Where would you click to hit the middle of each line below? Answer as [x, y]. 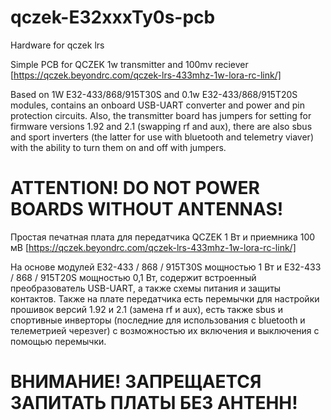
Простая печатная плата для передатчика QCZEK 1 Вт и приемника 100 [163, 237]
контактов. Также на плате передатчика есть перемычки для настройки [165, 298]
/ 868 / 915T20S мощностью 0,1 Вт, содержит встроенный [133, 277]
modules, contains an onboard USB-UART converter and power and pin [157, 105]
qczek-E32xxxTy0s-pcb [113, 17]
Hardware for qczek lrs [57, 45]
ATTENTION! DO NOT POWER [135, 188]
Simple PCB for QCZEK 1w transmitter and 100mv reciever [129, 64]
